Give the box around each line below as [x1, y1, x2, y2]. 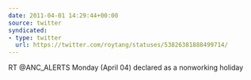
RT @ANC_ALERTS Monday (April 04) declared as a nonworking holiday [8, 63, 244, 72]
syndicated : [8, 26, 48, 34]
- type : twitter [8, 33, 62, 42]
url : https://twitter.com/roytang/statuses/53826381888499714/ [15, 41, 228, 49]
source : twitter [8, 19, 62, 27]
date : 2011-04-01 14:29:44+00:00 [8, 11, 119, 20]
